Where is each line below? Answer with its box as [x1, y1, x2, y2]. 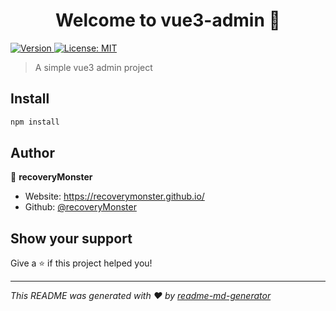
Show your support [10, 230, 133, 247]
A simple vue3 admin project [34, 61, 153, 73]
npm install [10, 117, 60, 127]
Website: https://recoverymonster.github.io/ [24, 190, 205, 203]
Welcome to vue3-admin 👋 [55, 9, 281, 32]
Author [10, 145, 55, 162]
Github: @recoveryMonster [24, 201, 137, 213]
